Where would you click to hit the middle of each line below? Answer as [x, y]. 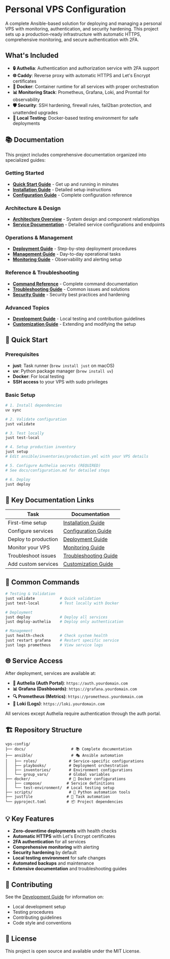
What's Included [32, 56]
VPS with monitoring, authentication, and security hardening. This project [82, 28]
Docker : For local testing [38, 376]
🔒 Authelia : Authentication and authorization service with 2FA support [86, 68]
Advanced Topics [27, 307]
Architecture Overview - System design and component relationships [86, 219]
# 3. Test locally [25, 433]
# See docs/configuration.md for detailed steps [58, 470]
